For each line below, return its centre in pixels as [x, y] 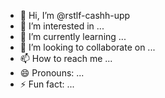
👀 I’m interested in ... [62, 26]
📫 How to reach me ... [66, 58]
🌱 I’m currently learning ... [73, 36]
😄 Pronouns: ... [52, 73]
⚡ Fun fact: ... [47, 84]
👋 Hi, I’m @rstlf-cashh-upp [75, 15]
